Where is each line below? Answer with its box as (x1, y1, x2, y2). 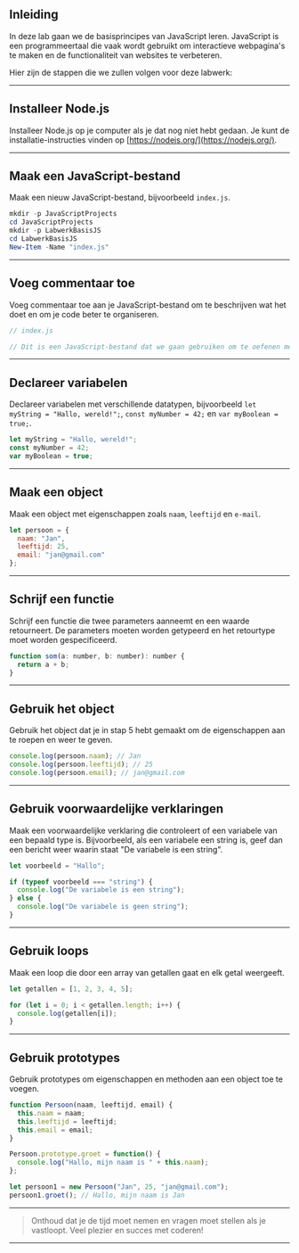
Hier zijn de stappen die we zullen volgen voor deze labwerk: (9, 67, 233, 78)
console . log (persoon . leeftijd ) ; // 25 (9, 760, 153, 770)
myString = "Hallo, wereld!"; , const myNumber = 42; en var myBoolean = (9, 408, 279, 419)
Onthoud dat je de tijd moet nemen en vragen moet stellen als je (30, 1215, 267, 1225)
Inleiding (9, 7, 60, 22)
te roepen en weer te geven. (9, 735, 113, 746)
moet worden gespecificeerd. (9, 634, 117, 645)
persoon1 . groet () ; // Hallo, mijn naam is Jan (9, 1191, 185, 1199)
